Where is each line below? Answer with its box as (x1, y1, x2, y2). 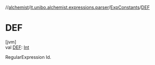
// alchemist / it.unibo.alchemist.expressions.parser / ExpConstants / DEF (5, 5, 150, 10)
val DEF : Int (5, 44, 30, 50)
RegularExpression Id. (5, 54, 51, 60)
